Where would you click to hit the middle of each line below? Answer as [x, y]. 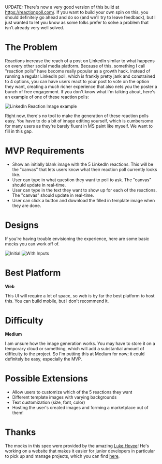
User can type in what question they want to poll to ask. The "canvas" [81, 180]
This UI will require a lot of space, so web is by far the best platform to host [80, 295]
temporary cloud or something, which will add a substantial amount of [75, 348]
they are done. [26, 206]
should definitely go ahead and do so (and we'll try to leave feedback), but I [80, 17]
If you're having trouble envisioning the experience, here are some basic [77, 239]
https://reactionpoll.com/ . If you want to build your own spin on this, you [77, 12]
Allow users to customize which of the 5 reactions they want [72, 392]
